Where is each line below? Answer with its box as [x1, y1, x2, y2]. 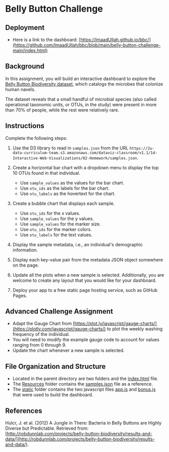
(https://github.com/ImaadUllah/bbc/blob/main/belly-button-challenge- [12, 42, 161, 48]
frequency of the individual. [12, 331, 70, 337]
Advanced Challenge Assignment [5, 307, 114, 316]
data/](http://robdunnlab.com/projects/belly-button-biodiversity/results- [5, 436, 155, 442]
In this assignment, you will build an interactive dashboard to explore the [5, 76, 156, 82]
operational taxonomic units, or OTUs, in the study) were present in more [5, 101, 157, 107]
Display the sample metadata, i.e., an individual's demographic [12, 241, 143, 247]
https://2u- [129, 145, 155, 151]
